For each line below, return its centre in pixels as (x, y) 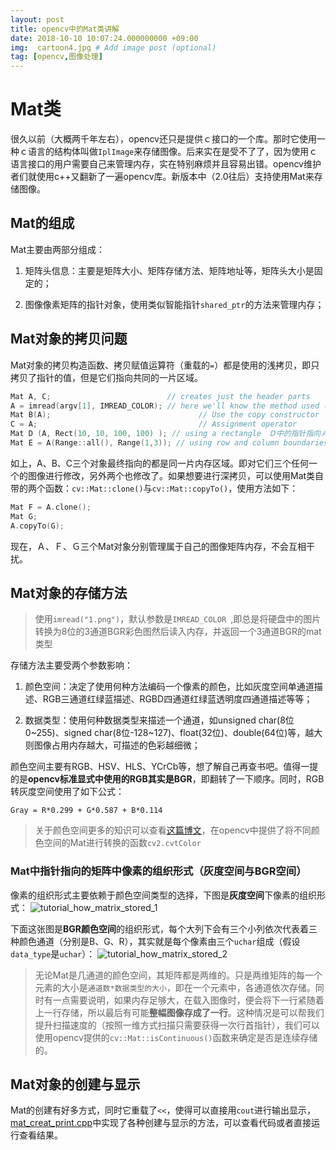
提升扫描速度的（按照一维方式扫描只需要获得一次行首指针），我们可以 (177, 1025)
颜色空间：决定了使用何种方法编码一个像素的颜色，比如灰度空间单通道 (169, 687)
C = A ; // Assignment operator (154, 424)
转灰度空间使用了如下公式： (67, 792)
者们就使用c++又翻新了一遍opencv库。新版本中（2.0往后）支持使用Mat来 (162, 177)
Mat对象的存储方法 (69, 592)
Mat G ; (24, 516)
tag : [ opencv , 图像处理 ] (56, 57)
